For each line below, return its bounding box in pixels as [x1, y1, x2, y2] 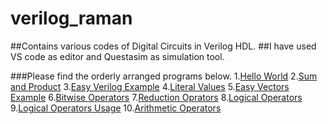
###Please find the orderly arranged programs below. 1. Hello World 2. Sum [10, 70, 318, 82]
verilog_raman [10, 7, 133, 30]
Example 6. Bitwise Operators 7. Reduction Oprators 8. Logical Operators [10, 91, 303, 103]
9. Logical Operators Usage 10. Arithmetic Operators [10, 102, 222, 114]
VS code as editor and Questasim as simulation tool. [10, 50, 225, 62]
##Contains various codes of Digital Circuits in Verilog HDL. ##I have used [10, 40, 317, 52]
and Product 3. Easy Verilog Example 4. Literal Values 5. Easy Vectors [10, 80, 290, 92]
